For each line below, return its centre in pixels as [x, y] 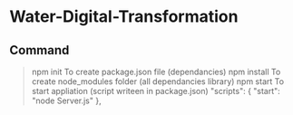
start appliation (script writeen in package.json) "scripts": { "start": [156, 91]
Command [39, 50]
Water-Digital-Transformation [124, 17]
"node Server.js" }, [66, 101]
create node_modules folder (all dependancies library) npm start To [157, 81]
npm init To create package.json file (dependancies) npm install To [156, 72]
